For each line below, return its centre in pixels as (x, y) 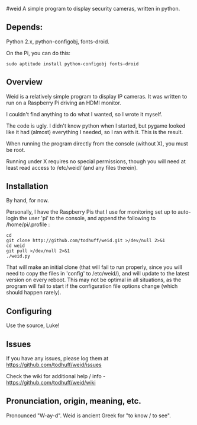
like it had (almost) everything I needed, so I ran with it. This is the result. (95, 132)
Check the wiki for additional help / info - (56, 376)
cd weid (16, 246)
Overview (25, 82)
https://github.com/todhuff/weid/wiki (51, 383)
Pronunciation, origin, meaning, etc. (74, 401)
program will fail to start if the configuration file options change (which (92, 286)
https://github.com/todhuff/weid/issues (54, 365)
